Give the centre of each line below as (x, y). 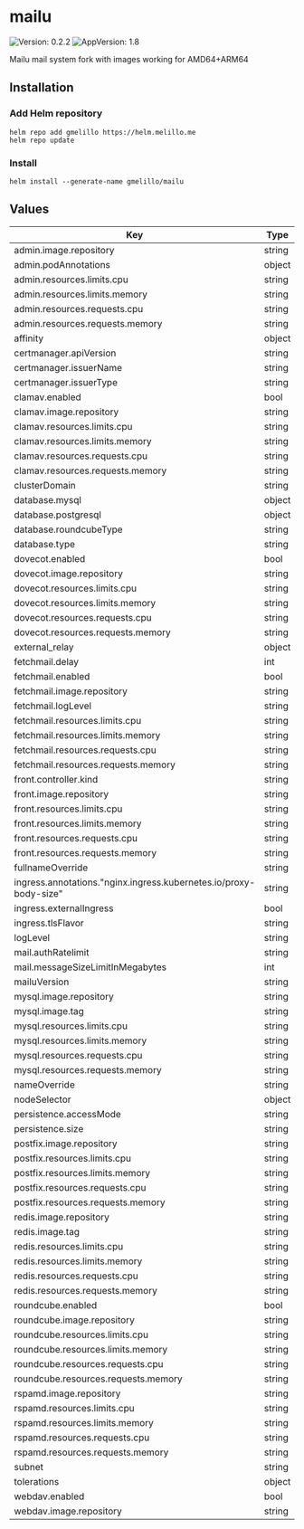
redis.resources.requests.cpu (76, 1276)
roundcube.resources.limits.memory (91, 1349)
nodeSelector (43, 1099)
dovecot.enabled (50, 558)
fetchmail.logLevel (53, 706)
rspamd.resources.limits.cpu (74, 1408)
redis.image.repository (62, 1217)
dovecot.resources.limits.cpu (76, 588)
